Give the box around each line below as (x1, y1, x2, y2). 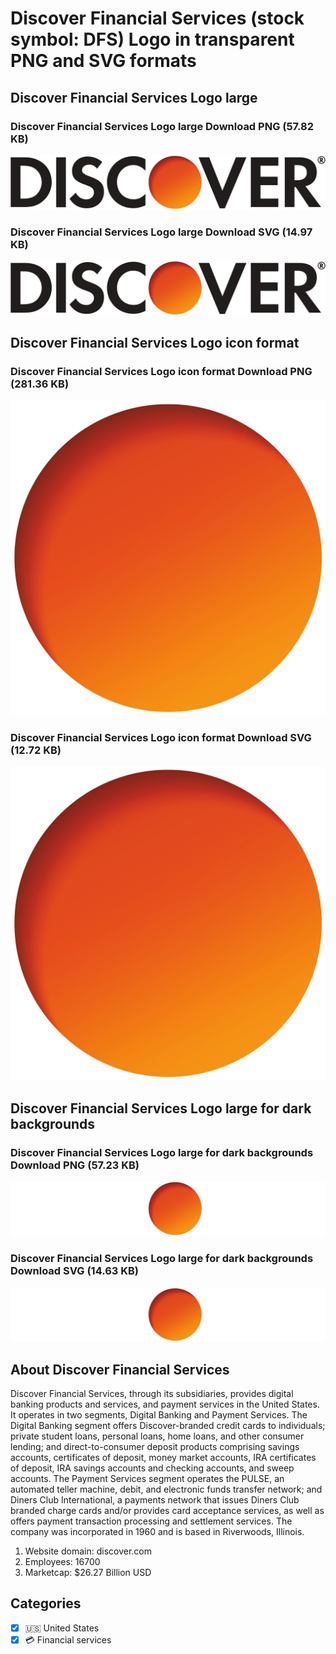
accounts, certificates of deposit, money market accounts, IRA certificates (10, 1451, 317, 1463)
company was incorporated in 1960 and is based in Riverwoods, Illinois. (10, 1525, 305, 1537)
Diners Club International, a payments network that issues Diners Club (10, 1493, 300, 1506)
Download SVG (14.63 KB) (10, 1264, 139, 1278)
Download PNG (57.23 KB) (10, 1158, 140, 1172)
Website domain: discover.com (24, 1545, 152, 1557)
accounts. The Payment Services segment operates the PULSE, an (10, 1472, 285, 1484)
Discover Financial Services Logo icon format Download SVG (10, 730, 312, 744)
